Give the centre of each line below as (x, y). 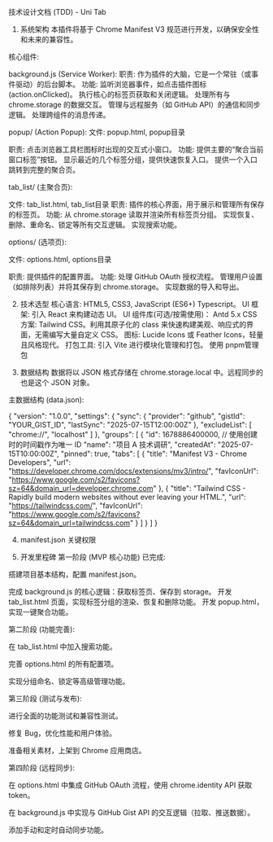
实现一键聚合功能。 (41, 612)
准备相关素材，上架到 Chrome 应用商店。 (77, 750)
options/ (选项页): (38, 242)
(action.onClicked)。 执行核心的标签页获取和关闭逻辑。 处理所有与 (119, 94)
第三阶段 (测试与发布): (45, 698)
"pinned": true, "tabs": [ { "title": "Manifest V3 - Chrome (154, 454)
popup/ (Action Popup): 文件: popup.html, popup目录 (97, 132)
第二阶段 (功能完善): (42, 629)
